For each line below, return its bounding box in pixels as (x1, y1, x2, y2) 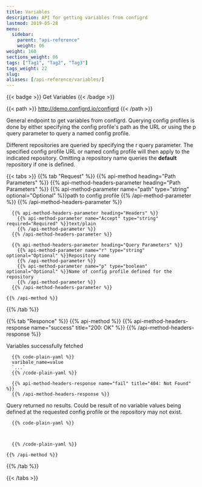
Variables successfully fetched (6, 342, 84, 350)
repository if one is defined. (6, 161, 76, 168)
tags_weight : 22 (6, 65, 47, 72)
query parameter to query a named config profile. (6, 130, 130, 137)
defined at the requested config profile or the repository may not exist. (6, 408, 183, 416)
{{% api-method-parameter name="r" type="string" (17, 247, 146, 254)
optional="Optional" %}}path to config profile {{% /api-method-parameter (6, 192, 192, 199)
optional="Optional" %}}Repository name (6, 253, 110, 259)
